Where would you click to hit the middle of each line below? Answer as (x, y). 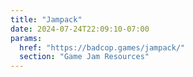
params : (26, 38)
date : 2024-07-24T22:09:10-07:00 (80, 29)
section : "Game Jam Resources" (84, 57)
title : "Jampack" (46, 19)
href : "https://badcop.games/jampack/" (102, 47)
